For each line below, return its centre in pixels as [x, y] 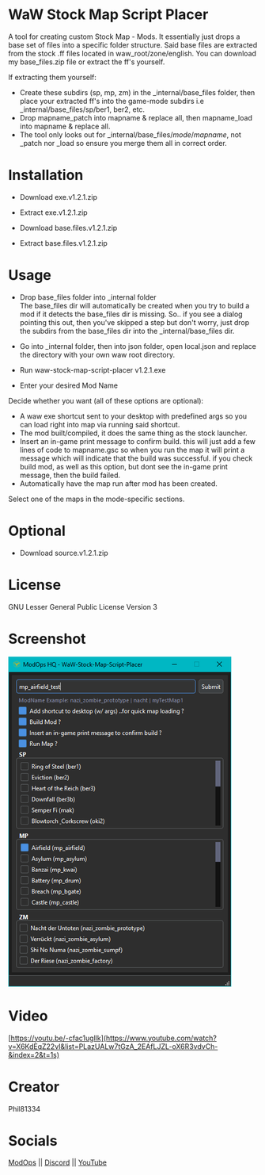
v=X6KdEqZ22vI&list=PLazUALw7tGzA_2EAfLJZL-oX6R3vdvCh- [113, 1046]
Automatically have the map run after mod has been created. [118, 483]
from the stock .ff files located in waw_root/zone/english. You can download [132, 53]
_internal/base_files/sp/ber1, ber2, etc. [82, 109]
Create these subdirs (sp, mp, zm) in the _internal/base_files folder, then [137, 92]
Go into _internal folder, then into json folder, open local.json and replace [138, 346]
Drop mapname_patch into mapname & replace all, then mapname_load [136, 117]
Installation [46, 175]
